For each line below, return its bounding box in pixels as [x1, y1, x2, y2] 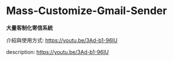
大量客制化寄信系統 [6, 24, 53, 31]
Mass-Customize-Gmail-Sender [6, 4, 167, 18]
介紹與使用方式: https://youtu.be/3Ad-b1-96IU [6, 36, 118, 43]
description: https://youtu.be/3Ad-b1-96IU [6, 48, 109, 55]
